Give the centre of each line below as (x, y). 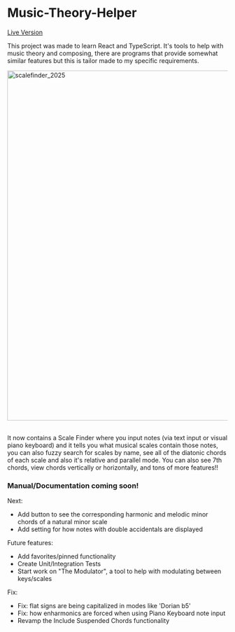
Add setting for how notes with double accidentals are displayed (110, 529)
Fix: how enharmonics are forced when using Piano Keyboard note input (121, 613)
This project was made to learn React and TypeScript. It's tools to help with (115, 45)
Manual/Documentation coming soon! (73, 486)
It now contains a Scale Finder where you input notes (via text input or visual (117, 437)
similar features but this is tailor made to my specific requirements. (103, 60)
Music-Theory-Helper (72, 13)
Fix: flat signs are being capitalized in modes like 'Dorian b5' (104, 606)
